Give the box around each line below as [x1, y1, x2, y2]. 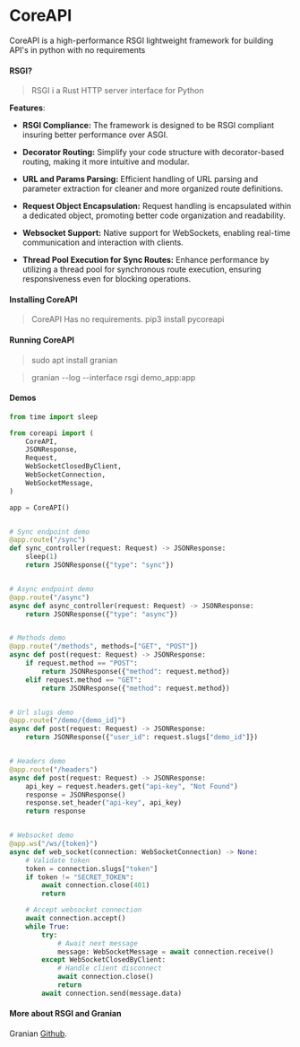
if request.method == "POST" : [25, 659, 139, 667]
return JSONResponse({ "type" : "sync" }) [25, 561, 175, 570]
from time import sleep [9, 412, 99, 422]
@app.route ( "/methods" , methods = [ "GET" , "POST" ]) [9, 642, 199, 651]
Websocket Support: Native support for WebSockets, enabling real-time [21, 228, 291, 239]
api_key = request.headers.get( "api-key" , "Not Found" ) [25, 781, 239, 790]
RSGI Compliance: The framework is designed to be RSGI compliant [21, 120, 275, 131]
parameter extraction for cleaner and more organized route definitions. [21, 183, 284, 194]
